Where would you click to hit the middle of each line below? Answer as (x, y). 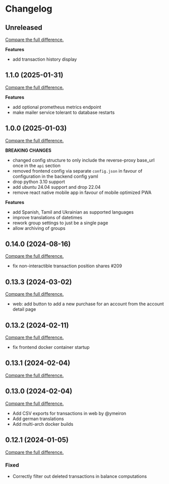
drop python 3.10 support (39, 182)
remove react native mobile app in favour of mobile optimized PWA (82, 192)
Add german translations (38, 419)
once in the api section (36, 166)
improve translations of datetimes (47, 217)
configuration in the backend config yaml (55, 176)
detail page (24, 309)
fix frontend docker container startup (51, 347)
